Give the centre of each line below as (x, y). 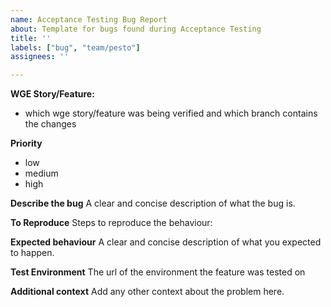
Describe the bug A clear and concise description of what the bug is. (153, 203)
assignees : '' (40, 57)
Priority (26, 143)
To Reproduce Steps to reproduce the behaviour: (111, 223)
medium (41, 173)
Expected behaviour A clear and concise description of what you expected (166, 242)
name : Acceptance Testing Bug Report (89, 19)
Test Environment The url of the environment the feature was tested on (158, 272)
